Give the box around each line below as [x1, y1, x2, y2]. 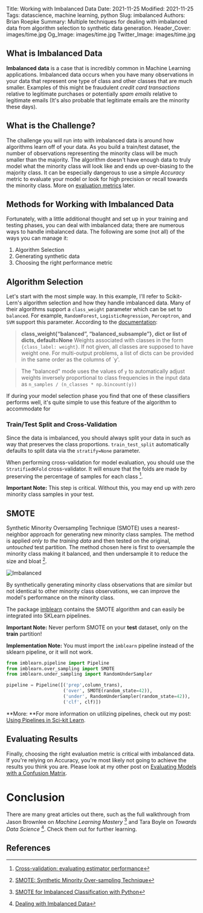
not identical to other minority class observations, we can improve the [6, 587, 180, 595]
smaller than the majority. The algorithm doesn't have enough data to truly [6, 156, 191, 163]
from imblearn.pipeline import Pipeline [6, 660, 110, 666]
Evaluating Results [6, 734, 79, 744]
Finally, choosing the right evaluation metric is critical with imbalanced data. [6, 750, 195, 757]
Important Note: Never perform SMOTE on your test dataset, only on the [6, 624, 188, 631]
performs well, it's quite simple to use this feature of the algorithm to [6, 399, 177, 406]
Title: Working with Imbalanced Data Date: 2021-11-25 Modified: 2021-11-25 [6, 5, 194, 12]
